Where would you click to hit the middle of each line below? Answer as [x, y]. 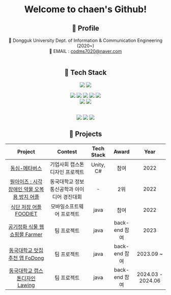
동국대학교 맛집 [26, 250]
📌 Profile [85, 28]
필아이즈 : [21, 181]
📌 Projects [85, 134]
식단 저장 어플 [26, 207]
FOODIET [26, 213]
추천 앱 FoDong [26, 258]
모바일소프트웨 [67, 206]
